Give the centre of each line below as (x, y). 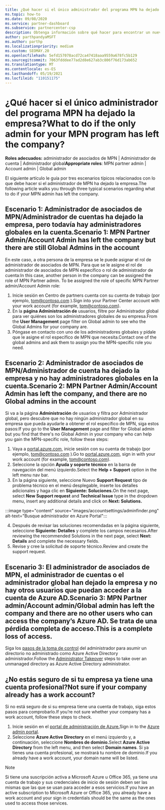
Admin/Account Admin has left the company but (80, 240)
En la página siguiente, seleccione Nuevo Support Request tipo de (80, 480)
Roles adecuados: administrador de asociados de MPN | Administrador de (81, 158)
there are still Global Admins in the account (72, 248)
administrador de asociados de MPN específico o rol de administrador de (79, 270)
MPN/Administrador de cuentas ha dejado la (74, 217)
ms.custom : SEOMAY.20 (27, 51)
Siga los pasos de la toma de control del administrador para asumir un (76, 648)
